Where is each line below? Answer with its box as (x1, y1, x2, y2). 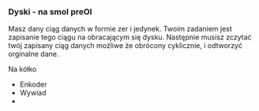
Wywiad (19, 88, 47, 98)
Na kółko (8, 65, 37, 74)
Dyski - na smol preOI (8, 6, 92, 17)
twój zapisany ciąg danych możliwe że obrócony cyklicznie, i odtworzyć (8, 41, 242, 50)
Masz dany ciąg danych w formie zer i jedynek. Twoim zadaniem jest (8, 24, 233, 34)
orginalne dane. (8, 50, 59, 59)
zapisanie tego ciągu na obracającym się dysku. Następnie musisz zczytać (8, 32, 252, 42)
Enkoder (19, 80, 47, 89)
